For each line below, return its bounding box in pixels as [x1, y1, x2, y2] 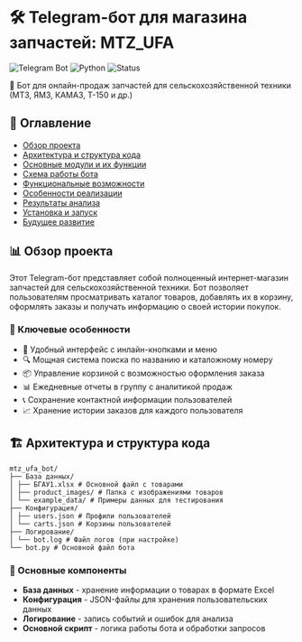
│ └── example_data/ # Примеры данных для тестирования [9, 496, 224, 505]
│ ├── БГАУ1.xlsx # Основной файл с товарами [9, 479, 183, 488]
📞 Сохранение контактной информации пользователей [22, 394, 233, 405]
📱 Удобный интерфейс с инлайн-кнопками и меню [22, 344, 218, 355]
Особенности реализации [22, 187, 123, 199]
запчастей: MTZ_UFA [9, 33, 175, 53]
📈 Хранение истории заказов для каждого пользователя [22, 405, 243, 415]
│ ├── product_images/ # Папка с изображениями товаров [9, 488, 224, 497]
